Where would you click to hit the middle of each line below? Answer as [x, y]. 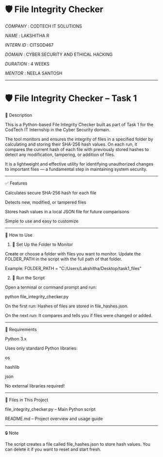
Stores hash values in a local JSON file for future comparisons [67, 211]
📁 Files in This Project [27, 400]
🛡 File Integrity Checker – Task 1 [71, 98]
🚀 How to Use [19, 235]
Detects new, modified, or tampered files [46, 202]
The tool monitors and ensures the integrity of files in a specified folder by [79, 139]
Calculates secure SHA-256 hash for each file [51, 193]
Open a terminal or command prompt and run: [51, 287]
